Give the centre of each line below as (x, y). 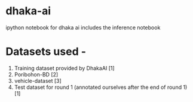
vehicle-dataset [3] (38, 81)
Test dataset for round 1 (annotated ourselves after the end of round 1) (101, 87)
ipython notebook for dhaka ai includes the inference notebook (83, 27)
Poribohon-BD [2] (36, 74)
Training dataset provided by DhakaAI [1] (64, 68)
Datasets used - (46, 52)
